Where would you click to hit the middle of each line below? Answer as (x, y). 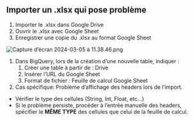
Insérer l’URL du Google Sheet (62, 74)
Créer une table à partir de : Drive (66, 67)
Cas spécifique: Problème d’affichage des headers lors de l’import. (99, 87)
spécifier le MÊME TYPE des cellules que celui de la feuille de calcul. (102, 111)
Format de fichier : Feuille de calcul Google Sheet (86, 80)
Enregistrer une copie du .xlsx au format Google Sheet (83, 37)
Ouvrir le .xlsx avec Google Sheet (57, 31)
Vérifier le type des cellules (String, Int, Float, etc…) (79, 99)
